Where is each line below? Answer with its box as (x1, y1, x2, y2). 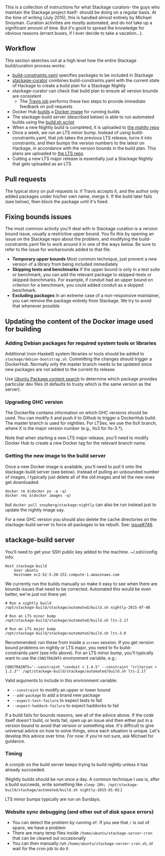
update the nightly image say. (5, 507, 65, 512)
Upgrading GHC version (5, 399, 63, 405)
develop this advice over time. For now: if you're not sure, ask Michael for (5, 733, 154, 739)
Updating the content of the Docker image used (5, 317, 154, 325)
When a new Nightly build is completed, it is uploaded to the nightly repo (12, 124, 160, 130)
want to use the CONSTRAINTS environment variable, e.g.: (5, 655, 117, 661)
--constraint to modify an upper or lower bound (12, 687, 110, 693)
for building (5, 325, 42, 333)
